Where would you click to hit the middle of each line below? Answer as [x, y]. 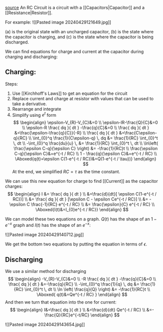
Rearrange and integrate [37, 109]
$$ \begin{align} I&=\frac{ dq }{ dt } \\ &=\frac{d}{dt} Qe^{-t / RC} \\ [78, 310]
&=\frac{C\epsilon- [138, 133]
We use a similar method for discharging [46, 271]
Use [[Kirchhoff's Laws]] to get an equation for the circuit [70, 93]
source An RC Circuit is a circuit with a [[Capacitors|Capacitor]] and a [75, 8]
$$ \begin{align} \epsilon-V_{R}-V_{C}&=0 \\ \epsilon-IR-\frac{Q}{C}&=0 [86, 123]
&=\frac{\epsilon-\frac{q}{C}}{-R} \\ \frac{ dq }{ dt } [66, 133]
